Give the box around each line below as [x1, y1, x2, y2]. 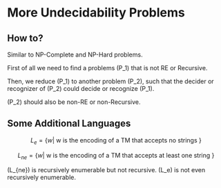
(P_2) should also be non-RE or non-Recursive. [7, 98, 141, 106]
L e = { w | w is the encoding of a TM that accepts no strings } [30, 136, 202, 146]
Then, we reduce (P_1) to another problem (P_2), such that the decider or [7, 77, 214, 85]
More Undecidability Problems [7, 5, 185, 21]
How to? [7, 32, 44, 44]
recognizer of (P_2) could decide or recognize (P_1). [7, 85, 155, 92]
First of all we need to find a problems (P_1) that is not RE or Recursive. [7, 64, 208, 72]
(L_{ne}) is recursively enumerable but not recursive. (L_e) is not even [7, 166, 206, 174]
